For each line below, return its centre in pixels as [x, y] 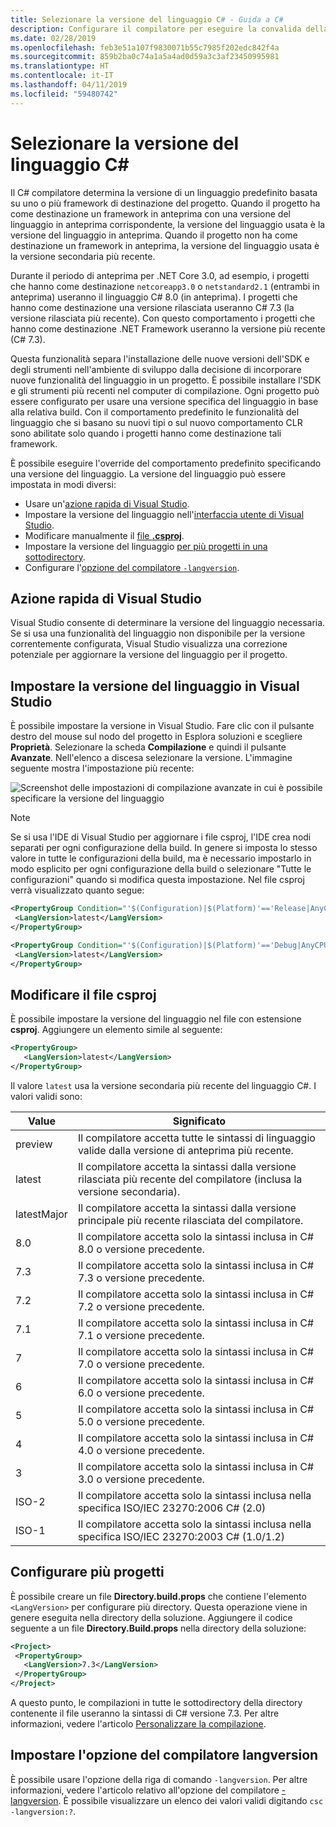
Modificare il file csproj [83, 994]
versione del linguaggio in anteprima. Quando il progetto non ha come [154, 235]
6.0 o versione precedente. [141, 1393]
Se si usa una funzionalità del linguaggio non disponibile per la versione [158, 633]
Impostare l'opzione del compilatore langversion [164, 1755]
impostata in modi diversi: [63, 484]
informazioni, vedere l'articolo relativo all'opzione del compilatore [145, 1790]
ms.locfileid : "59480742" [64, 94]
